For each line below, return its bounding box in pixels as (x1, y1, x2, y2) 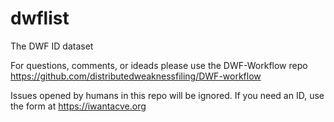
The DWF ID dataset (10, 40, 94, 52)
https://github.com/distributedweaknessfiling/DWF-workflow (10, 70, 262, 82)
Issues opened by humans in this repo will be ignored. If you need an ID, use (10, 89, 325, 101)
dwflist (10, 7, 70, 30)
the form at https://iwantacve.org (10, 100, 147, 112)
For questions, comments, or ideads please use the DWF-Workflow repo (10, 59, 308, 71)
